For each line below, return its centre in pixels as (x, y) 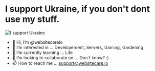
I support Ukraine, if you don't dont (77, 9)
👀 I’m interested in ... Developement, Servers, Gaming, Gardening (77, 47)
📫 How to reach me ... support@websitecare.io (60, 63)
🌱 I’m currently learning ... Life (43, 53)
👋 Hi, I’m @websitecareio (37, 42)
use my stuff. (32, 19)
